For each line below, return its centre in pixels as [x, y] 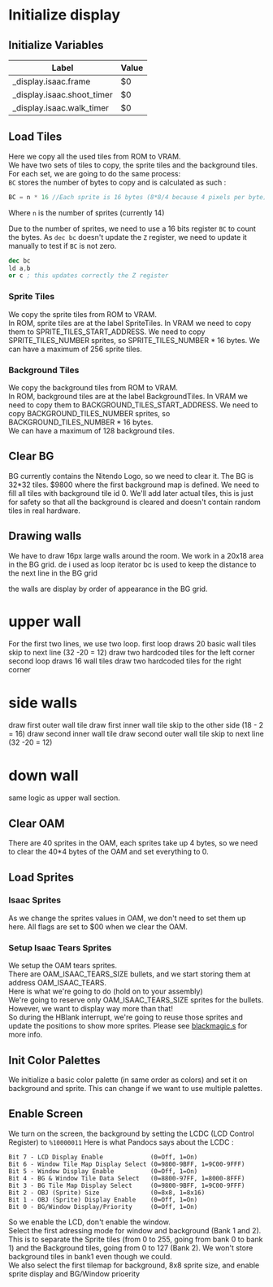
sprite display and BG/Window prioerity [74, 1273]
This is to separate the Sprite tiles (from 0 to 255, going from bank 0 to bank [136, 1239]
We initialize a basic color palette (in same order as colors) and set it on [128, 1080]
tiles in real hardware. [45, 511]
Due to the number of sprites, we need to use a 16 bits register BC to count [132, 228]
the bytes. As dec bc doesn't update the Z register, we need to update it [128, 237]
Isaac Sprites [35, 900]
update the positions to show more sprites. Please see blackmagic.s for [128, 1026]
